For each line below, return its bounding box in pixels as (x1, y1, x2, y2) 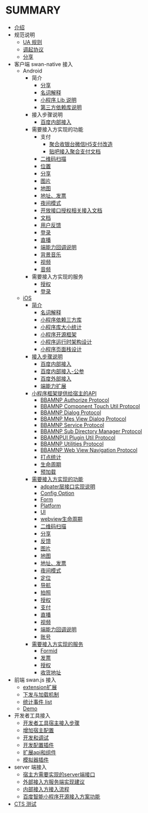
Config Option (40, 490, 75, 497)
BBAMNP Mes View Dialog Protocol (40, 415, 127, 422)
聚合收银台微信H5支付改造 (49, 140, 113, 147)
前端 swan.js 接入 (14, 676, 56, 683)
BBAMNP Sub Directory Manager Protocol (40, 428, 142, 435)
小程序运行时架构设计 (40, 338, 92, 345)
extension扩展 (22, 683, 57, 690)
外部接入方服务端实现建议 (22, 778, 85, 785)
